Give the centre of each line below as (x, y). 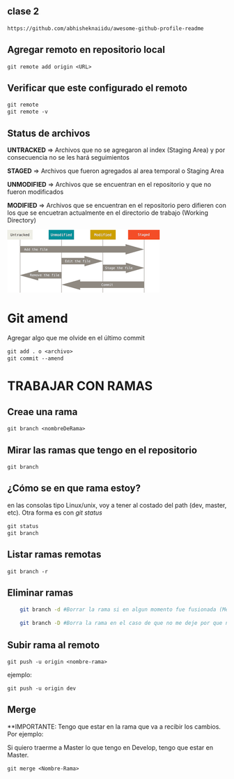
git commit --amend (36, 358)
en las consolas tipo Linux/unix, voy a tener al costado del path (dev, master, (117, 505)
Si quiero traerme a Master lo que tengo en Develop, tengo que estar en (110, 747)
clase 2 (23, 12)
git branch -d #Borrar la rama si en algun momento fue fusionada (118, 610)
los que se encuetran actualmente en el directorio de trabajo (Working (108, 213)
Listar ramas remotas (54, 555)
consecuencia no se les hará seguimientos (69, 158)
